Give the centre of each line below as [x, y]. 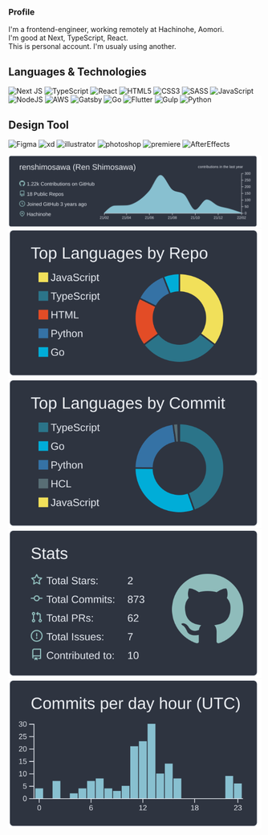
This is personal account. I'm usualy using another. [92, 47]
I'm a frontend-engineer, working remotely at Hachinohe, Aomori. [116, 30]
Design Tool [39, 125]
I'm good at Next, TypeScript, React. [68, 38]
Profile [22, 12]
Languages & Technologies [77, 72]
